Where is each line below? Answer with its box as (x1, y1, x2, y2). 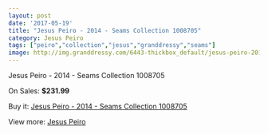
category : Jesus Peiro (8, 33, 84, 42)
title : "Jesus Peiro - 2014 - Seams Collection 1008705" (8, 26, 202, 34)
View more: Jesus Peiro (8, 117, 86, 126)
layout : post (8, 11, 52, 20)
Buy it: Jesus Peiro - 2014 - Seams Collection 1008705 (8, 101, 187, 111)
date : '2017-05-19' (8, 19, 73, 27)
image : (8, 49, 30, 57)
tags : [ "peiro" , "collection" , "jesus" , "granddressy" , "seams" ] (8, 41, 216, 49)
